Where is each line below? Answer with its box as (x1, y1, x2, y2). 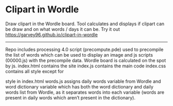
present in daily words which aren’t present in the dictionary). (5, 94, 135, 101)
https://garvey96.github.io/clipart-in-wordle (5, 31, 98, 38)
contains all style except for (5, 68, 64, 74)
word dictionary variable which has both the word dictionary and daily (5, 83, 153, 90)
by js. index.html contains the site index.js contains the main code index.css (5, 63, 166, 69)
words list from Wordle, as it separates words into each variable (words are (5, 89, 165, 95)
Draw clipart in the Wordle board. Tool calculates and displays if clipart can (5, 21, 165, 27)
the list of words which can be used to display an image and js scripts (5, 51, 153, 58)
